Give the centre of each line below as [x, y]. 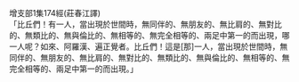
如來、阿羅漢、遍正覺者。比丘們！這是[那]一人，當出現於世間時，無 [164, 46]
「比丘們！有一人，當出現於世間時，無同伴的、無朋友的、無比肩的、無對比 [145, 24]
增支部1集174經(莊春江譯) [55, 13]
